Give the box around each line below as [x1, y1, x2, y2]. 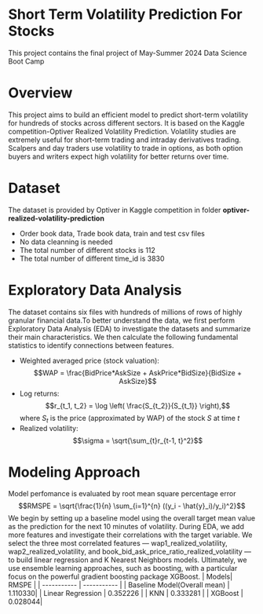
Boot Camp [8, 57, 45, 66]
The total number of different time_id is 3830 [19, 254, 165, 263]
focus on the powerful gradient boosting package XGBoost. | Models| [8, 572, 233, 582]
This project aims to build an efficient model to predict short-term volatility [8, 110, 249, 119]
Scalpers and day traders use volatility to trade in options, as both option [8, 143, 243, 152]
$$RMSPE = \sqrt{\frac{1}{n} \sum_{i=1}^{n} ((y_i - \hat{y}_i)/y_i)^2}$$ [18, 501, 246, 511]
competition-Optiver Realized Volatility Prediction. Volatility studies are [8, 126, 237, 136]
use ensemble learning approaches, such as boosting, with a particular [8, 564, 238, 573]
